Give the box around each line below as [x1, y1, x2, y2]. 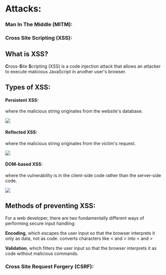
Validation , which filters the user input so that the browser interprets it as [5, 245, 157, 251]
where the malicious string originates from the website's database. [5, 108, 143, 114]
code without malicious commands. [5, 250, 79, 256]
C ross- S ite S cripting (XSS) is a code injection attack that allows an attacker [5, 63, 161, 69]
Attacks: [5, 3, 42, 15]
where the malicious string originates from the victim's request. [5, 140, 136, 146]
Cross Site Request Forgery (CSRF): [5, 263, 94, 270]
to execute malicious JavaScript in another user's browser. [5, 68, 126, 74]
